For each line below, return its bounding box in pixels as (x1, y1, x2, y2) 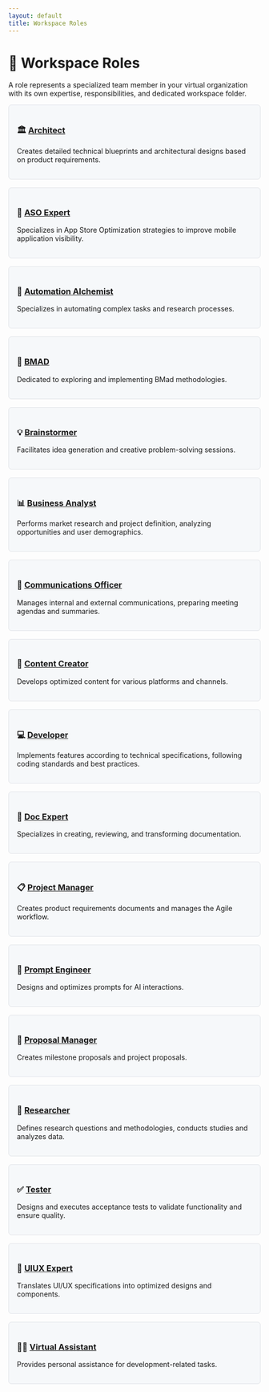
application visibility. (17, 234, 84, 243)
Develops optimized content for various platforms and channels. (17, 676, 228, 686)
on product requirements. (17, 154, 102, 165)
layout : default (8, 11, 62, 20)
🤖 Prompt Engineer (17, 964, 91, 975)
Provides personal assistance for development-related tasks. (17, 1360, 218, 1370)
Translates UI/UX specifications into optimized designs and (17, 1281, 212, 1291)
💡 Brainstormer (17, 426, 78, 438)
